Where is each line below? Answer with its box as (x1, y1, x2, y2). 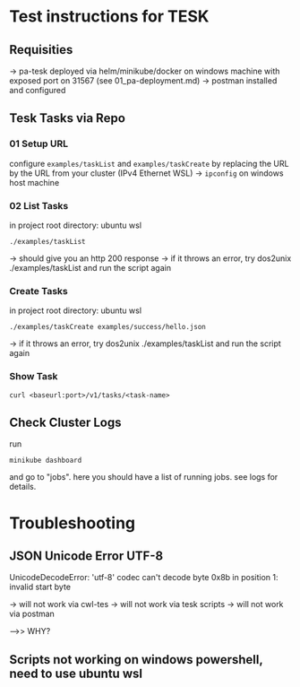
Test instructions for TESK (9, 6, 210, 27)
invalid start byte (9, 581, 72, 593)
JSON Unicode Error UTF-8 (9, 548, 164, 563)
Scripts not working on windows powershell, (9, 652, 263, 667)
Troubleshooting (9, 513, 136, 533)
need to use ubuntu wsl (9, 665, 143, 681)
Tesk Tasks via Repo (9, 110, 125, 126)
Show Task (9, 370, 58, 383)
